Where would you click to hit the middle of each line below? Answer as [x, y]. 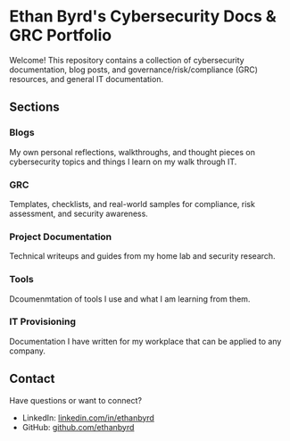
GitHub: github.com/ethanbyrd [78, 427]
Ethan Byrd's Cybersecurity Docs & [143, 17]
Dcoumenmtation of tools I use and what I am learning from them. [130, 299]
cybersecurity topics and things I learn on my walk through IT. [123, 162]
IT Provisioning [42, 321]
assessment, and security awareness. [79, 213]
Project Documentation [61, 237]
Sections [34, 108]
